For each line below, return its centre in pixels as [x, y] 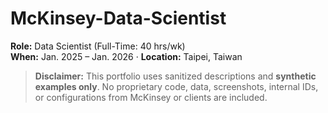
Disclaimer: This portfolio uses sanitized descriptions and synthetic [175, 76]
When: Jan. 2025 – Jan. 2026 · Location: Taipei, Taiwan [126, 56]
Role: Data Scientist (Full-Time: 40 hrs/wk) [98, 46]
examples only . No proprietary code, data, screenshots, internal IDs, [176, 86]
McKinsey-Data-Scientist [118, 18]
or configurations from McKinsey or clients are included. [151, 97]
